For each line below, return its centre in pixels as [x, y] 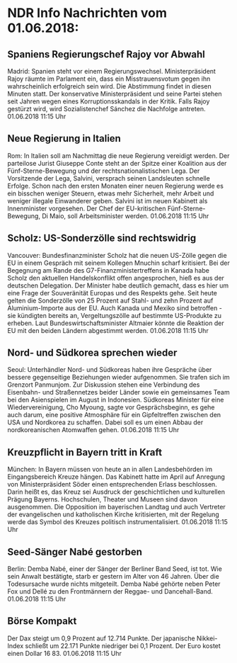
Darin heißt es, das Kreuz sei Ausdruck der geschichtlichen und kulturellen [116, 492]
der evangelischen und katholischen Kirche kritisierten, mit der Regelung [113, 514]
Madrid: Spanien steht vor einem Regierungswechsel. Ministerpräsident [111, 71]
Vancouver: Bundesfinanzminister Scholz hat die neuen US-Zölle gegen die [117, 255]
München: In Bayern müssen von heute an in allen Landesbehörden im [110, 470]
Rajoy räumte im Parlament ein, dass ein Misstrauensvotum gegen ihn [109, 79]
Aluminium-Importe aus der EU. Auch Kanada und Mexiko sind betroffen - [115, 308]
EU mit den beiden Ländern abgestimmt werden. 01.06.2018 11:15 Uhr [108, 330]
